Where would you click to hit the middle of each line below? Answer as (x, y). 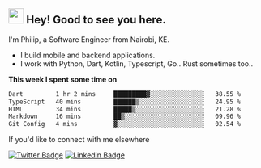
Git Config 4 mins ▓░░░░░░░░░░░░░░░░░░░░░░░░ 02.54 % (125, 124)
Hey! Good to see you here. (96, 20)
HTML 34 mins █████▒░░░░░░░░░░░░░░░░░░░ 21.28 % (125, 109)
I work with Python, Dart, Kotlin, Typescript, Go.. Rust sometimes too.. (137, 63)
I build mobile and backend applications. (88, 55)
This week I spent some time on (63, 79)
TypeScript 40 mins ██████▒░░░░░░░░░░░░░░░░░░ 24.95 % (125, 102)
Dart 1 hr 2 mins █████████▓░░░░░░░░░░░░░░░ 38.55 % (125, 94)
